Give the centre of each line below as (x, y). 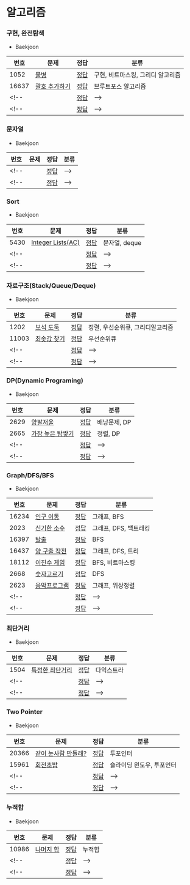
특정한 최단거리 (52, 670)
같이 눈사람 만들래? (61, 753)
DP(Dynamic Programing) (45, 381)
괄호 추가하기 (53, 86)
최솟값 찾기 (50, 339)
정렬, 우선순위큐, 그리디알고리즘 (131, 327)
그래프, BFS (108, 517)
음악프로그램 (52, 585)
